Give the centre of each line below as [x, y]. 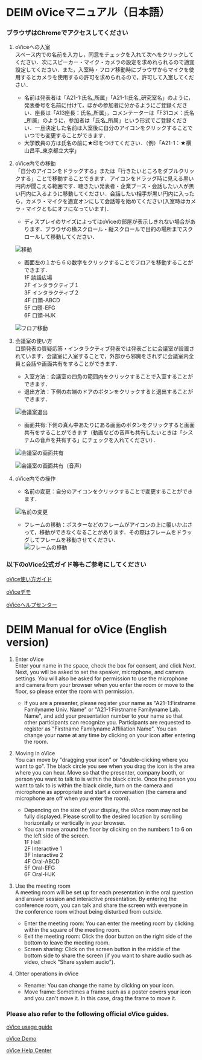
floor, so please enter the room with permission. [74, 691]
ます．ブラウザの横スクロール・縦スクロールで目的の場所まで [106, 229]
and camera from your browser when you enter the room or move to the [104, 684]
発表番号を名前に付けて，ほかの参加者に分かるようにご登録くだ [103, 105]
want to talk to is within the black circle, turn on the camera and [94, 785]
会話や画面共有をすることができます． [73, 364]
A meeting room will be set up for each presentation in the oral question [104, 892]
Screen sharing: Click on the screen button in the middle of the [102, 949]
